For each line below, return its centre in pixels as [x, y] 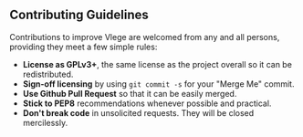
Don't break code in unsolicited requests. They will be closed [138, 112]
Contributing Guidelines [79, 15]
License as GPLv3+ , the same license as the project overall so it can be [157, 64]
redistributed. [48, 74]
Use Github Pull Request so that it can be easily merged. [130, 93]
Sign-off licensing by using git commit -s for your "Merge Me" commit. [158, 84]
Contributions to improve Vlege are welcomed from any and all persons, [145, 37]
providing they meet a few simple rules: [84, 47]
